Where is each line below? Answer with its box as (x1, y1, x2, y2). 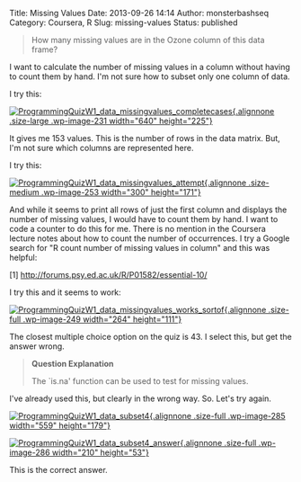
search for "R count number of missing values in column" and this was (9, 243, 270, 253)
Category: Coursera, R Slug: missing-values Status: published (9, 17, 238, 28)
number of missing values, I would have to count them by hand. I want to (9, 214, 279, 224)
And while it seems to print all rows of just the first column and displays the (9, 204, 288, 215)
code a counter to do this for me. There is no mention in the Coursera (9, 224, 267, 234)
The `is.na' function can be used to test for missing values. (31, 376, 249, 386)
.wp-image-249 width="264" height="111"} (22, 314, 182, 325)
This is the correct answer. (9, 465, 108, 475)
